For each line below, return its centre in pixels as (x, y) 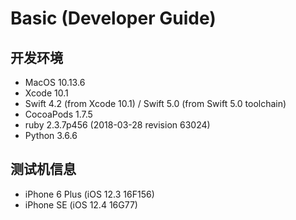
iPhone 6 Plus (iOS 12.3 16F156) (89, 194)
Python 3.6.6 (51, 135)
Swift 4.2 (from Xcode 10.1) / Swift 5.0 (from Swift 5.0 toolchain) (155, 103)
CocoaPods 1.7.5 (58, 114)
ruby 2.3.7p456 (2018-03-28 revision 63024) (117, 125)
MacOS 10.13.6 (55, 82)
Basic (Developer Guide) (113, 18)
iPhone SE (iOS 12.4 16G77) (81, 204)
